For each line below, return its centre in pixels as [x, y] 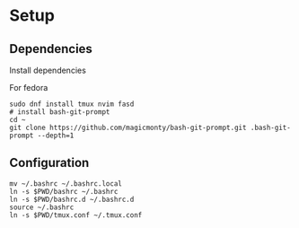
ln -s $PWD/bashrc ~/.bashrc [64, 191]
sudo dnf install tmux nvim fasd [72, 104]
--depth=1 [56, 136]
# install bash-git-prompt [60, 112]
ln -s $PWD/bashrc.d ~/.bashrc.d [72, 199]
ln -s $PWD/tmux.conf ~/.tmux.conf [76, 215]
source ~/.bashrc [42, 207]
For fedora [29, 88]
